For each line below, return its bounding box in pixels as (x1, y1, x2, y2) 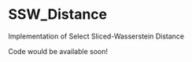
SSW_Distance (8, 5, 108, 24)
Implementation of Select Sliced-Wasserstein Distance (8, 31, 185, 41)
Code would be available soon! (8, 46, 109, 56)
